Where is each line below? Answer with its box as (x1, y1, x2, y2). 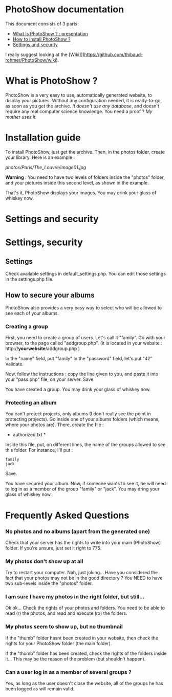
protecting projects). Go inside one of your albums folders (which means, (5, 416, 160, 423)
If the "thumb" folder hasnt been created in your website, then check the (5, 635, 159, 641)
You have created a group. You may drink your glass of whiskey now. (5, 387, 151, 393)
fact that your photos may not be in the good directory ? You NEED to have (5, 575, 163, 581)
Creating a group (5, 323, 49, 330)
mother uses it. (5, 114, 37, 120)
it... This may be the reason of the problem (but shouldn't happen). (5, 655, 146, 662)
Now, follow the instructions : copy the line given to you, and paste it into (5, 371, 159, 377)
